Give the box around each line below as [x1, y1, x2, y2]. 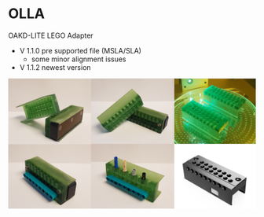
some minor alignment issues [31, 54, 126, 64]
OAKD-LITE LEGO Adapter [8, 31, 93, 40]
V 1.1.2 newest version [19, 62, 92, 72]
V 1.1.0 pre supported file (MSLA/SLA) [19, 46, 141, 55]
